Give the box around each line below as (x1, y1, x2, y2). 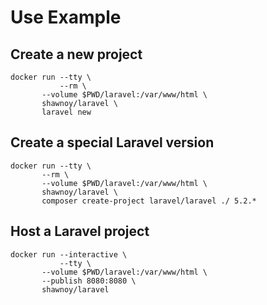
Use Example (10, 6, 122, 29)
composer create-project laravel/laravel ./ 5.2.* (41, 196, 257, 206)
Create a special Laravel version (10, 134, 215, 151)
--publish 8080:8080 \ (41, 276, 137, 286)
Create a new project (10, 46, 143, 63)
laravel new (41, 107, 92, 117)
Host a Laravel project (10, 223, 150, 240)
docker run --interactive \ (10, 249, 128, 260)
